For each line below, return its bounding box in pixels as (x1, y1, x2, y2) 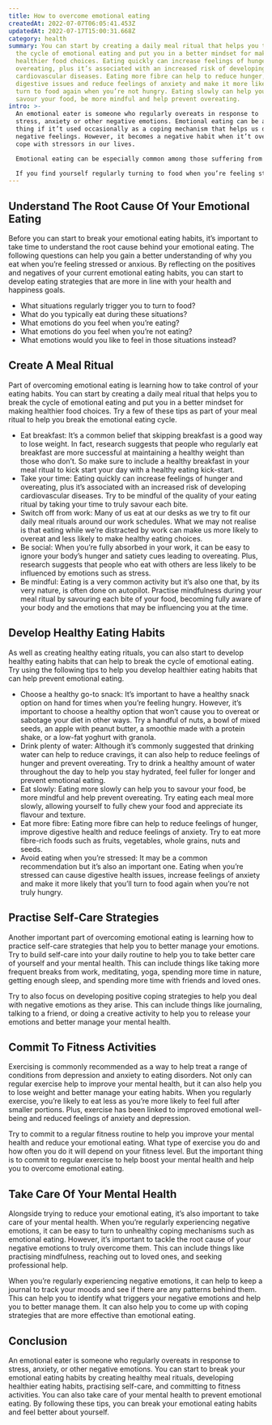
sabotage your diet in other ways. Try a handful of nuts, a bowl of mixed (19, 715, 261, 725)
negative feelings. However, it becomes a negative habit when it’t (15, 132, 252, 140)
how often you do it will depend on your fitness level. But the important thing (8, 1146, 263, 1156)
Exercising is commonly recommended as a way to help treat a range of (8, 1062, 249, 1072)
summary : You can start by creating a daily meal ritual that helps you (8, 42, 259, 50)
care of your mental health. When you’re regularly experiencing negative (8, 1217, 251, 1227)
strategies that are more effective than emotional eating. (8, 1311, 196, 1320)
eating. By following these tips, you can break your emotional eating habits (8, 1398, 257, 1408)
